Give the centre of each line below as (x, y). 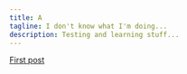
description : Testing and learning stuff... (94, 34)
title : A (26, 18)
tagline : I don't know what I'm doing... (89, 26)
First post (27, 60)
